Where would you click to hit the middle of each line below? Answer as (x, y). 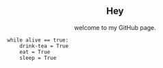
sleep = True (38, 58)
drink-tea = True (44, 46)
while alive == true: (38, 40)
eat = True (35, 52)
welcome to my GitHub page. (115, 27)
